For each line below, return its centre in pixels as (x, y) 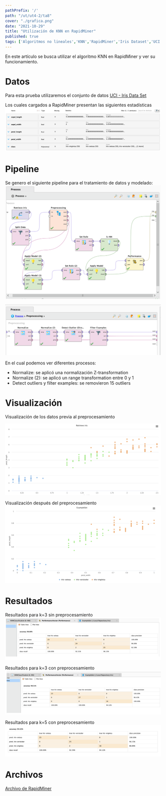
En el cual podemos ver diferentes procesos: (51, 363)
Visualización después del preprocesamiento (51, 503)
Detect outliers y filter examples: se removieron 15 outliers (71, 383)
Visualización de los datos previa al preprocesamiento (60, 417)
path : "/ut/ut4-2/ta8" (28, 16)
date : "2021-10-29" (25, 26)
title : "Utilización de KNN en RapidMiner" (51, 31)
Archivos (24, 775)
